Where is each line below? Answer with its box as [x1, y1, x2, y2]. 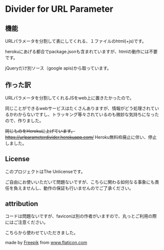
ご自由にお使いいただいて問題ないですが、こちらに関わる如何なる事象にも [5, 179, 155, 185]
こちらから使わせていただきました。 [5, 230, 78, 236]
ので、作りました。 [5, 117, 44, 123]
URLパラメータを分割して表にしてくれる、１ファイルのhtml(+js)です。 [5, 38, 147, 44]
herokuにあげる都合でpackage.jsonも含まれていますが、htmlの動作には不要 [5, 49, 158, 55]
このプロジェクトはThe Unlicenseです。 [5, 168, 86, 174]
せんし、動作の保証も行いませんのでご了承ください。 [26, 185, 134, 191]
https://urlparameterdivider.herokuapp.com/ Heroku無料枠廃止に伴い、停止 [5, 134, 157, 140]
